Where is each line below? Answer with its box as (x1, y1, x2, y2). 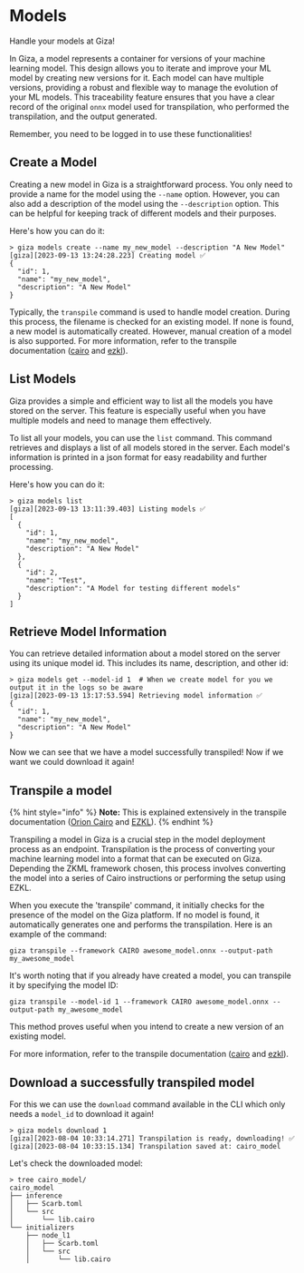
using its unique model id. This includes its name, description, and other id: (9, 658, 290, 669)
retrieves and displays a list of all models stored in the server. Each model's (9, 442, 290, 453)
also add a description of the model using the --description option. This (9, 198, 280, 209)
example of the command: (9, 929, 107, 940)
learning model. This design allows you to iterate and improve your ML (9, 63, 271, 73)
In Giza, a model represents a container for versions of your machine (9, 53, 265, 64)
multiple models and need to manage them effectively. (9, 415, 213, 426)
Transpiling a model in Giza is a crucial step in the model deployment (9, 834, 266, 845)
